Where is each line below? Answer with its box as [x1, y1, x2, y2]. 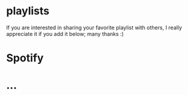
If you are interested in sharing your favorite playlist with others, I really [6, 24, 182, 31]
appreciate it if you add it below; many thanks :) [6, 30, 124, 37]
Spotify [6, 51, 44, 65]
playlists [6, 4, 50, 18]
